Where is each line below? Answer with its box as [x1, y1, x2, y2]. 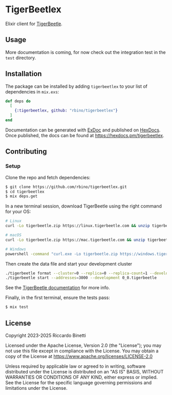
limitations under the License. [5, 385, 68, 391]
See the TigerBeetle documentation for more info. [5, 285, 110, 291]
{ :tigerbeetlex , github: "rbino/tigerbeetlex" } [14, 108, 118, 114]
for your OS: [5, 209, 31, 215]
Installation [5, 69, 42, 78]
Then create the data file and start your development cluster [5, 260, 133, 267]
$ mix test [5, 305, 29, 310]
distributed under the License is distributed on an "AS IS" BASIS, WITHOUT [5, 368, 164, 374]
